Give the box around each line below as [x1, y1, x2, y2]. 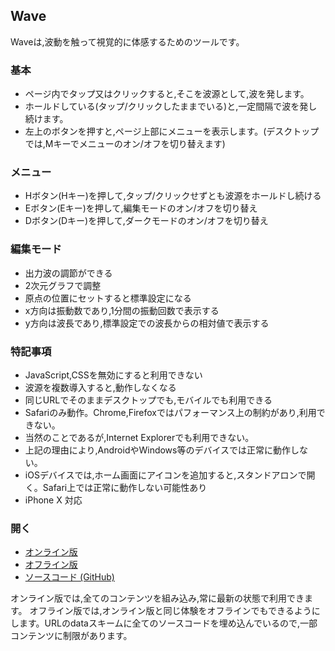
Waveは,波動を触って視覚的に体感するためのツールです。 [10, 35, 245, 48]
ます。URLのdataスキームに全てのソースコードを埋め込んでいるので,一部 [18, 617, 318, 629]
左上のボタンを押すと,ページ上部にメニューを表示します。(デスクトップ [24, 125, 320, 138]
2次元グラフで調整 [24, 279, 102, 291]
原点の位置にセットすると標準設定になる [24, 292, 192, 304]
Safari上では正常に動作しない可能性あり [42, 482, 208, 493]
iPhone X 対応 [24, 494, 83, 506]
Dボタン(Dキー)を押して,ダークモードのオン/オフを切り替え [24, 215, 269, 227]
